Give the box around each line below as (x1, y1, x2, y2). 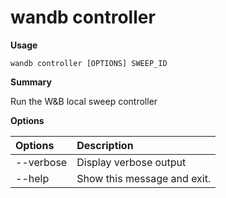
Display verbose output (76, 155, 187, 169)
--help (15, 171, 50, 185)
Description (76, 138, 134, 152)
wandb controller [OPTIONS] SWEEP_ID (10, 58, 168, 68)
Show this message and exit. (76, 171, 212, 185)
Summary (10, 76, 52, 88)
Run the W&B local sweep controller (10, 95, 158, 107)
